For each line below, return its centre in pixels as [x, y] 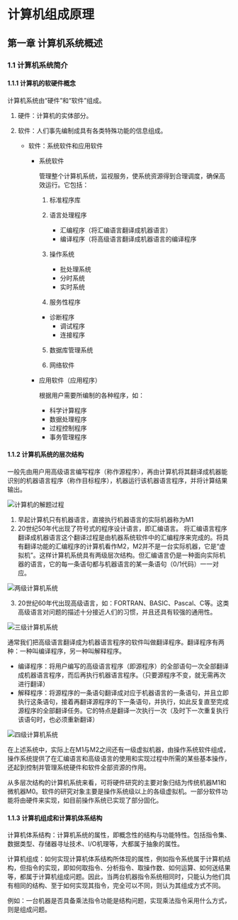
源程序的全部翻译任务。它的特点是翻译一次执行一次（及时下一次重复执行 [123, 710]
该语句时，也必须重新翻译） [58, 719]
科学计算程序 [68, 410]
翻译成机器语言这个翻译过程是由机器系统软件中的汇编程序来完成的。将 [120, 537]
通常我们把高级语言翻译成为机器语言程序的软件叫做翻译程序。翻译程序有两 [116, 642]
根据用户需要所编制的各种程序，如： [92, 395]
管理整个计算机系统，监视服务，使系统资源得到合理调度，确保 [129, 175]
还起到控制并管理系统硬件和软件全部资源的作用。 [79, 767]
